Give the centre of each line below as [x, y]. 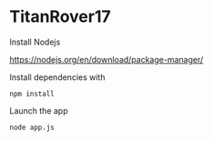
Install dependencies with [57, 77]
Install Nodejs [35, 42]
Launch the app [39, 110]
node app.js [32, 127]
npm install [32, 94]
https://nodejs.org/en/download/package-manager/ [106, 59]
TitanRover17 [60, 17]
